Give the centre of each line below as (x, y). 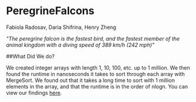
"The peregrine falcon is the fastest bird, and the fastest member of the (93, 38)
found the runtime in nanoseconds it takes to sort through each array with (96, 74)
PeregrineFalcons (50, 11)
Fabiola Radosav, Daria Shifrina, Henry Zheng (61, 27)
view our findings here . (34, 93)
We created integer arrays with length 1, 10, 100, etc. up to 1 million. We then (98, 68)
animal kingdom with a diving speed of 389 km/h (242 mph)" (80, 45)
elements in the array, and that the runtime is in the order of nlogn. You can (97, 86)
